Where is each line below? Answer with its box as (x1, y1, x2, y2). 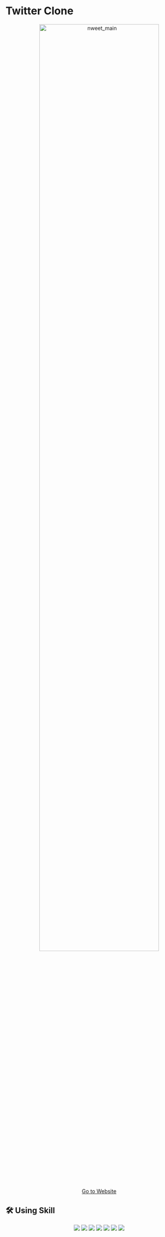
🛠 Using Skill (5, 1206, 55, 1216)
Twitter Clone (5, 4, 74, 18)
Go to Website (81, 1187, 117, 1195)
